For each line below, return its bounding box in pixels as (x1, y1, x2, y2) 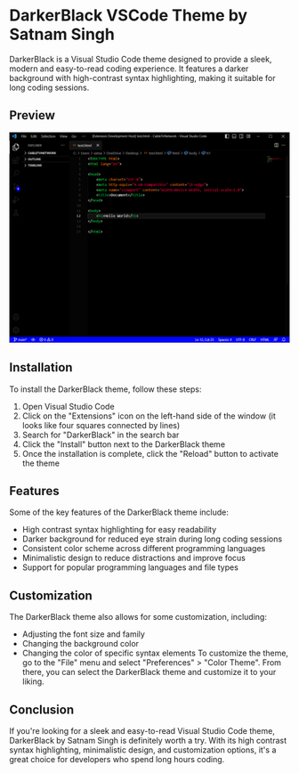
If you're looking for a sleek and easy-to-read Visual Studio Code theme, (9, 726, 276, 736)
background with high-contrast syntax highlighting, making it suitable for (9, 72, 276, 83)
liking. (21, 676, 44, 687)
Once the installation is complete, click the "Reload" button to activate (21, 448, 279, 459)
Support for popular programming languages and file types (21, 562, 238, 573)
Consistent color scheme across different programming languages (21, 543, 266, 554)
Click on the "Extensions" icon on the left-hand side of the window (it (21, 411, 276, 421)
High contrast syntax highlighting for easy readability (21, 525, 217, 535)
